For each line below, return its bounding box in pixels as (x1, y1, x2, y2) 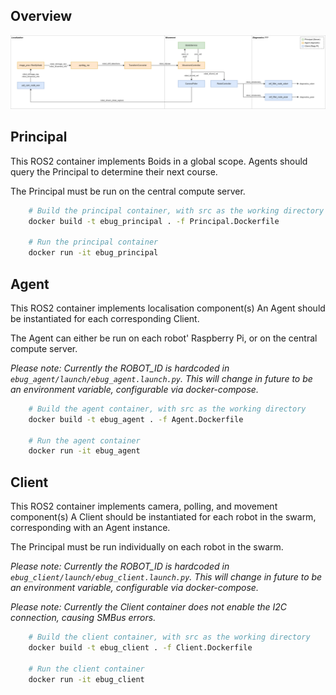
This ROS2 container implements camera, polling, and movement (10, 500, 278, 513)
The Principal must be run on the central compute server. (10, 185, 246, 197)
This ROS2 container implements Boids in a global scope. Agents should (10, 155, 308, 167)
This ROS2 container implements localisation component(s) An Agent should (10, 302, 326, 314)
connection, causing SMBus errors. (10, 612, 157, 624)
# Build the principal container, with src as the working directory (28, 205, 325, 216)
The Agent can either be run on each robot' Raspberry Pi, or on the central (10, 332, 318, 344)
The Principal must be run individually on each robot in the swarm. (10, 541, 284, 553)
